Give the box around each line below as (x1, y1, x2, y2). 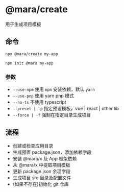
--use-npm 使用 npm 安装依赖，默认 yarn (12, 86, 95, 92)
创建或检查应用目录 (12, 142, 54, 149)
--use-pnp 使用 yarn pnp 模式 (12, 92, 74, 99)
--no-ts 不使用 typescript (12, 99, 66, 105)
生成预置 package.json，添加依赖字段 (12, 149, 92, 155)
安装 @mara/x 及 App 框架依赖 (12, 155, 77, 161)
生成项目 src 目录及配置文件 (12, 175, 71, 181)
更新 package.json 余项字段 (12, 168, 71, 174)
